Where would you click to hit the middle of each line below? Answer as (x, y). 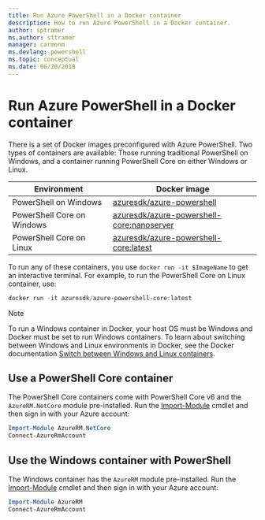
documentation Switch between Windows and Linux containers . (112, 353)
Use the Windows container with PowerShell (119, 461)
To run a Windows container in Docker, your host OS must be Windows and (131, 329)
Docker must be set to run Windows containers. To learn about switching (127, 336)
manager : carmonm (37, 45)
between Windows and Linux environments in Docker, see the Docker (121, 345)
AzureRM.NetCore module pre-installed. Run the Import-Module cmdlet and (128, 406)
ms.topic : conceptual (44, 60)
